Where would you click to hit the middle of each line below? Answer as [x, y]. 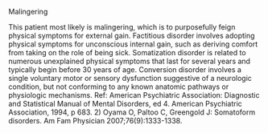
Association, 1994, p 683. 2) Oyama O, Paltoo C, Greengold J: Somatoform [132, 112]
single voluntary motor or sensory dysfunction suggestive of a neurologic [130, 78]
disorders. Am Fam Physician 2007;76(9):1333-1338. [95, 121]
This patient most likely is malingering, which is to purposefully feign [122, 27]
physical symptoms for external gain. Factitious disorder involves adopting [132, 36]
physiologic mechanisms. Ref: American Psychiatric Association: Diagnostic [134, 95]
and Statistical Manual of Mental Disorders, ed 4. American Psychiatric [126, 104]
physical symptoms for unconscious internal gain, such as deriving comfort [133, 44]
